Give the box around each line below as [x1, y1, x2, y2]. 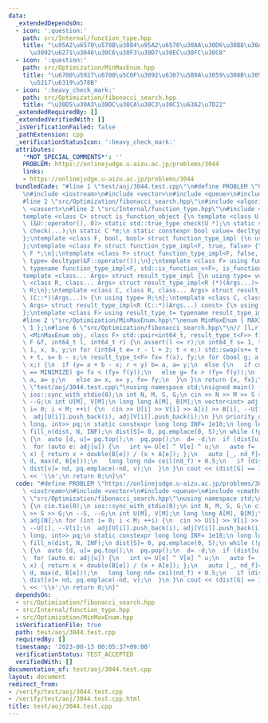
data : [8, 11, 26, 20]
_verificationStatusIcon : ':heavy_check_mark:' [15, 137, 177, 146]
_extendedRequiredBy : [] [15, 109, 98, 117]
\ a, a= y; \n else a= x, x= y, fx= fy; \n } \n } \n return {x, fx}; [22, 375, 259, 383]
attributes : [15, 145, 56, 153]
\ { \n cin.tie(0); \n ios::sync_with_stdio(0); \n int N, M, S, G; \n [22, 502, 251, 510]
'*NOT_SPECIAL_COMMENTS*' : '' [22, 153, 124, 161]
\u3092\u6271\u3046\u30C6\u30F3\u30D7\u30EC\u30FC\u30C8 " [29, 49, 227, 57]
